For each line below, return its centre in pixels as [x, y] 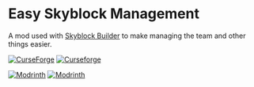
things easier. [30, 43]
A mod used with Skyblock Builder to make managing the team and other [127, 36]
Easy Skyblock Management [104, 14]
